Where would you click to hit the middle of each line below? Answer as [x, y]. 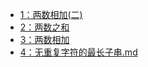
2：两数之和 [44, 27]
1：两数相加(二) [51, 14]
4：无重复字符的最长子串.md [78, 52]
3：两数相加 [44, 39]
